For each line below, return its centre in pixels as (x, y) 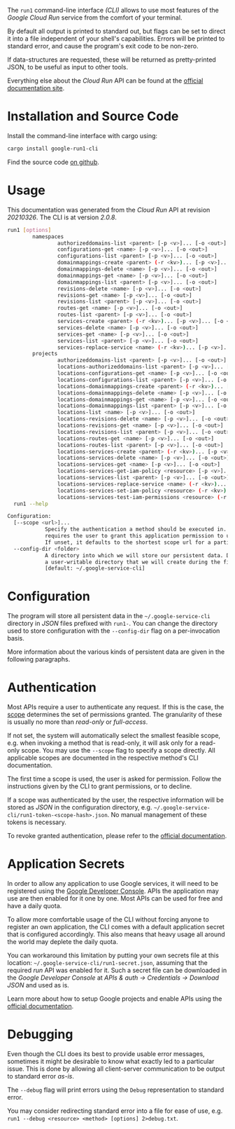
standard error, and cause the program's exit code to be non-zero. (103, 46)
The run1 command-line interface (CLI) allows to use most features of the (113, 10)
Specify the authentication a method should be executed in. (136, 529)
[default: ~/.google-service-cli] (95, 568)
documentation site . (36, 88)
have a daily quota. (35, 906)
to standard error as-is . (41, 1076)
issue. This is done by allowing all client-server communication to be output (116, 1069)
